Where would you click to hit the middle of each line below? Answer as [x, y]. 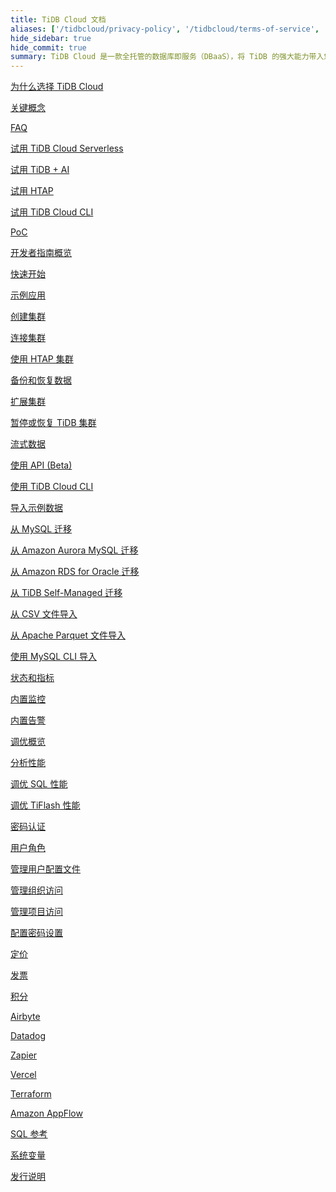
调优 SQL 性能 [39, 784]
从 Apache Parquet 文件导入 [68, 635]
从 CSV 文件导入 [44, 614]
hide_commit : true [48, 47]
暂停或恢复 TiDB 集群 [53, 423]
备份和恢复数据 [41, 380]
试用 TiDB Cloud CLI [52, 212]
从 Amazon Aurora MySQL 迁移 [74, 550]
